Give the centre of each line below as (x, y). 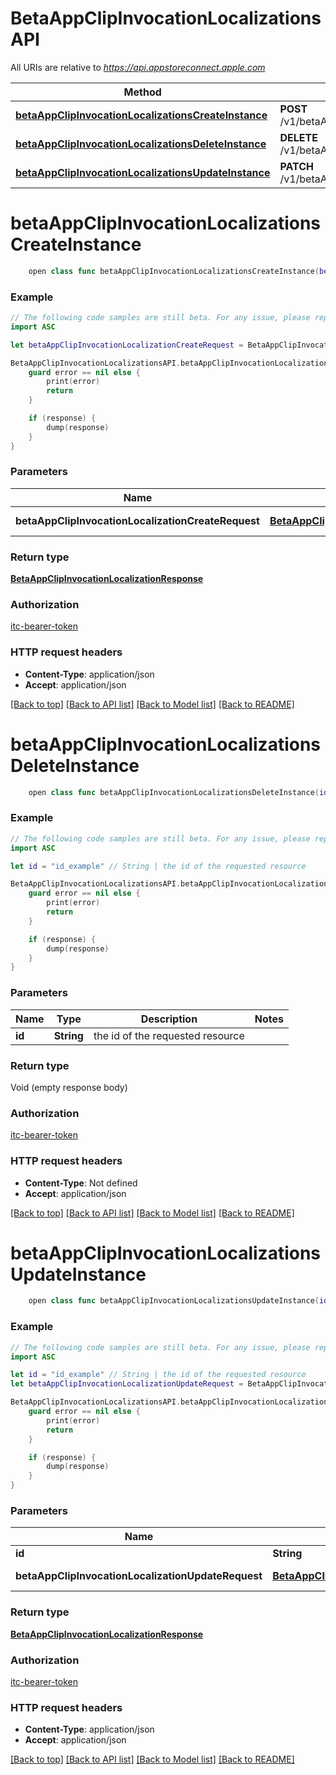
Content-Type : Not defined (81, 1183)
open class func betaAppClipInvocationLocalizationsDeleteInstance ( (174, 792)
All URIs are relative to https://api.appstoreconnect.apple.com (138, 67)
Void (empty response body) (69, 1087)
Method (142, 92)
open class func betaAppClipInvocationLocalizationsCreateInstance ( (174, 271)
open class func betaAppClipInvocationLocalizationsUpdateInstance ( (174, 1301)
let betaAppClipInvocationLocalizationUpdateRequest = (127, 1384)
